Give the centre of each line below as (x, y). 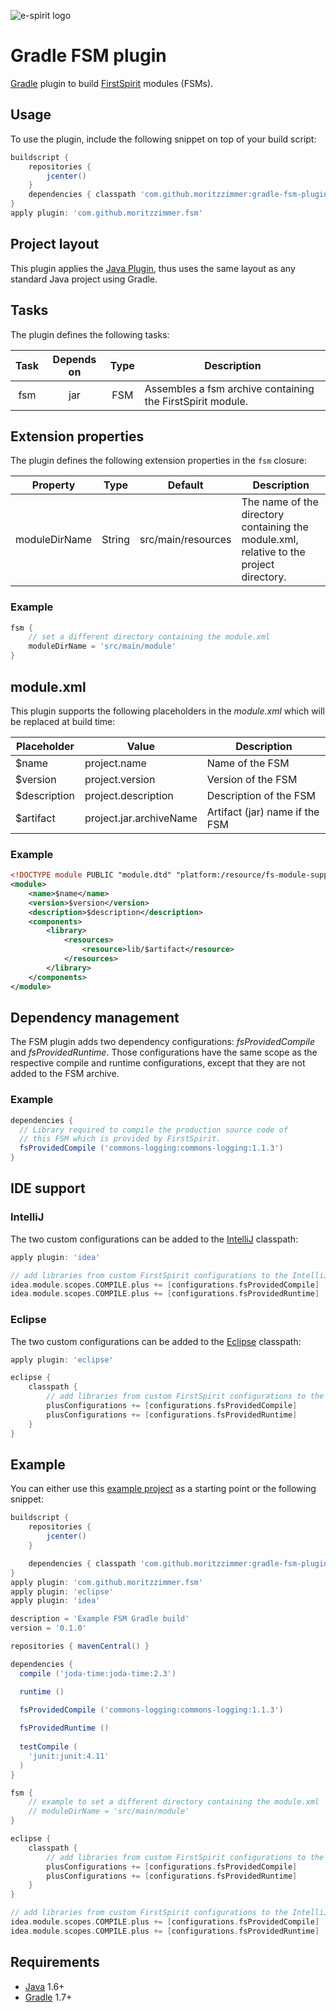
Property (53, 485)
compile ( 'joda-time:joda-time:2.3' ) (98, 1673)
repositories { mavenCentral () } (80, 1646)
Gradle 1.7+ (48, 1997)
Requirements (55, 1962)
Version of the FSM (252, 779)
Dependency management (95, 1017)
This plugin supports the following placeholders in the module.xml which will (167, 711)
